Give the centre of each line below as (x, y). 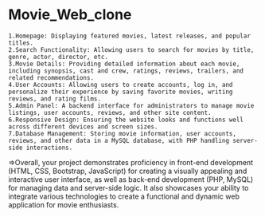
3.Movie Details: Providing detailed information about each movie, (124, 64)
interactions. (49, 148)
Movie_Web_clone (70, 15)
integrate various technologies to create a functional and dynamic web (124, 196)
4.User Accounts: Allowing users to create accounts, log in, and (121, 85)
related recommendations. (51, 77)
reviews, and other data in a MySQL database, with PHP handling (119, 140)
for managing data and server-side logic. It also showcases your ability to (129, 187)
